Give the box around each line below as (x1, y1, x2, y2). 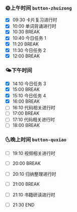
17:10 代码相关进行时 (12, 117, 55, 123)
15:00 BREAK (12, 87, 40, 93)
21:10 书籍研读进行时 (12, 192, 55, 198)
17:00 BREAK (12, 110, 40, 116)
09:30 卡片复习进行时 (12, 17, 57, 23)
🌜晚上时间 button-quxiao (5, 136, 67, 143)
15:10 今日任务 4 (12, 93, 46, 99)
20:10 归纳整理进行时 (12, 171, 56, 177)
